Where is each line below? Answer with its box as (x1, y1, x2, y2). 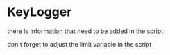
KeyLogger (7, 4, 72, 20)
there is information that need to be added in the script (7, 27, 164, 35)
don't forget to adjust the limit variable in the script (7, 40, 152, 48)
